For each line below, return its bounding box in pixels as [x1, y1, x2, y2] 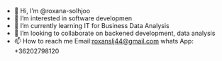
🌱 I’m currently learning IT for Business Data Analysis [13, 22, 170, 29]
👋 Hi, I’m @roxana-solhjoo [13, 7, 91, 15]
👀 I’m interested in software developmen [13, 14, 133, 22]
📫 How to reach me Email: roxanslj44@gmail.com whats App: [13, 37, 194, 45]
